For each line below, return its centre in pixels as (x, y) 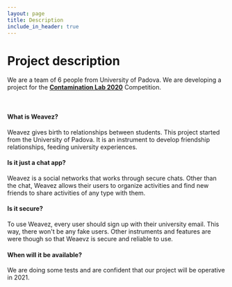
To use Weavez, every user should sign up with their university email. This (113, 224)
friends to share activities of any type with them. (76, 193)
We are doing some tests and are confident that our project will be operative (116, 270)
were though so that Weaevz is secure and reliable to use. (90, 238)
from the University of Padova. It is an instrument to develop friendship (109, 139)
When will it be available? (44, 254)
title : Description (35, 20)
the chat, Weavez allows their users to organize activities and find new (108, 185)
